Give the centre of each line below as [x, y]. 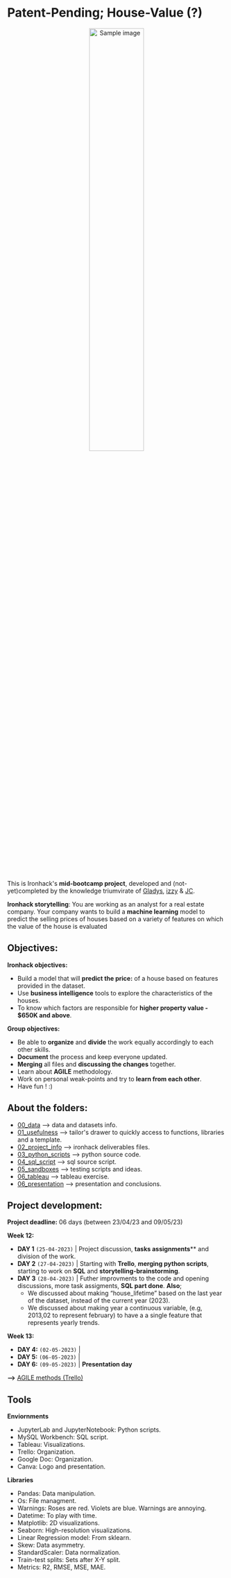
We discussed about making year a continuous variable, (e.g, [115, 1308]
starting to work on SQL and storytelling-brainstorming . [99, 1271]
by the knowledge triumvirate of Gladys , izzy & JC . [123, 891]
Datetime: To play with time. [57, 1516]
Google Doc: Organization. [55, 1459]
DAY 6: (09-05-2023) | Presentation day [75, 1364]
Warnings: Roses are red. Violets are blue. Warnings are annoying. [112, 1508]
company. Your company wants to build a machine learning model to [106, 911]
